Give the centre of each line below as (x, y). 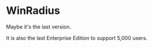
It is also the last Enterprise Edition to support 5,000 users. (77, 38)
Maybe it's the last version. (39, 27)
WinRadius (33, 11)
